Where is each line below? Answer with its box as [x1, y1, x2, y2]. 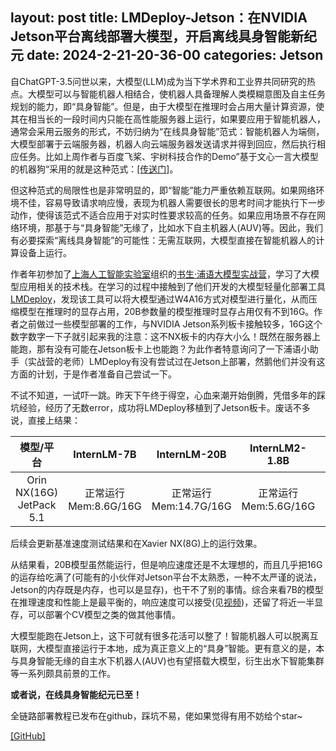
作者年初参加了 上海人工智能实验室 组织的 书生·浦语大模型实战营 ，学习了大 [10, 268, 312, 280]
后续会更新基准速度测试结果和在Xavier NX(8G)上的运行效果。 [10, 537, 263, 549]
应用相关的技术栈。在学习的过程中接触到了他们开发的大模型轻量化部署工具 [18, 280, 326, 292]
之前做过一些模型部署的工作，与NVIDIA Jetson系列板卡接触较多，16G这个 [18, 318, 323, 330]
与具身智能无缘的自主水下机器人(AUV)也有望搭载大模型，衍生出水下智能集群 [10, 654, 325, 667]
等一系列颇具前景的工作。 [10, 667, 116, 679]
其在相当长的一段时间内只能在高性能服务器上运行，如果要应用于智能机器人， [10, 113, 326, 125]
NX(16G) [15, 485, 59, 499]
